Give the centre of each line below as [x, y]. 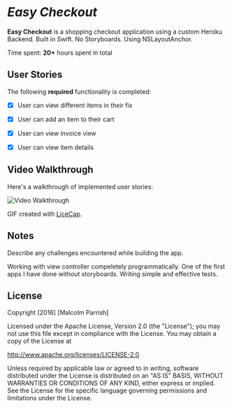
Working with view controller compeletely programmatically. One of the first [116, 266]
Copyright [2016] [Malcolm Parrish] [58, 313]
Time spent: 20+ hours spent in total [60, 53]
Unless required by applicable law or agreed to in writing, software [103, 368]
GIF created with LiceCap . [45, 214]
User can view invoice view [57, 133]
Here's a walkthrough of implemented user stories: [80, 186]
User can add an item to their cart [66, 119]
